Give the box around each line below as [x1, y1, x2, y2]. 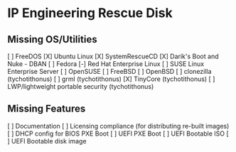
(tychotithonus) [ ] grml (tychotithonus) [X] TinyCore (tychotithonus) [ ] [7, 75, 215, 83]
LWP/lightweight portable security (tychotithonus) [7, 82, 154, 90]
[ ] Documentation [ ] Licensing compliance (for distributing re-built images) [7, 121, 230, 130]
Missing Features [7, 103, 86, 115]
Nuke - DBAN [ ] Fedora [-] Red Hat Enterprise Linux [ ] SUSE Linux [7, 60, 205, 68]
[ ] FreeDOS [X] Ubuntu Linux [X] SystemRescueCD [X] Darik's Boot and [7, 52, 219, 60]
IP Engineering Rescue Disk [7, 5, 173, 21]
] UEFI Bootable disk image [7, 136, 87, 145]
